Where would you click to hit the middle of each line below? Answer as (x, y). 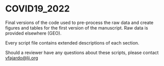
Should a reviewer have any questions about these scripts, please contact (82, 52)
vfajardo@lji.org (22, 57)
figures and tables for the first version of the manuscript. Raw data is (77, 27)
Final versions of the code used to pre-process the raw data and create (79, 22)
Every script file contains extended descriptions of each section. (72, 42)
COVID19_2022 (38, 9)
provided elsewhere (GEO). (33, 33)
